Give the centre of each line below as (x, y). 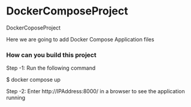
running (16, 98)
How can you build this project (51, 55)
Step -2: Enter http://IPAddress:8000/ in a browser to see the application (96, 91)
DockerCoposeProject (34, 28)
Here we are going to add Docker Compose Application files (80, 39)
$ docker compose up (34, 80)
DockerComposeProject (67, 11)
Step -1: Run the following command (51, 68)
